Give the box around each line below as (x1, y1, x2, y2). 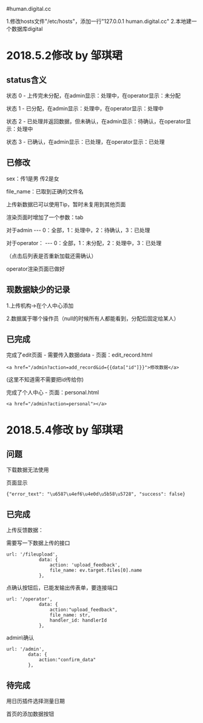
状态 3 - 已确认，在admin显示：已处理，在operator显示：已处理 (6, 138, 165, 145)
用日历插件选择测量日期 (6, 698, 65, 705)
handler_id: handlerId (49, 617, 107, 624)
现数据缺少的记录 (6, 284, 70, 295)
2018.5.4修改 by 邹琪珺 (6, 423, 123, 437)
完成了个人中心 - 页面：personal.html (6, 389, 99, 396)
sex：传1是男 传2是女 (6, 175, 59, 182)
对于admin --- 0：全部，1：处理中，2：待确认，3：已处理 (6, 226, 150, 234)
